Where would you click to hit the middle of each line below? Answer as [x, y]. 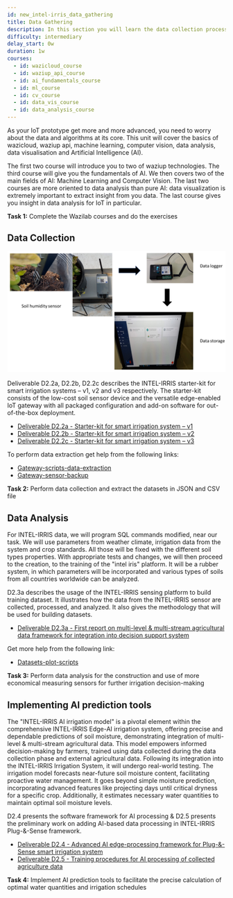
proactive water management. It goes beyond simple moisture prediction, [112, 780]
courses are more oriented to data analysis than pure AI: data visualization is [116, 188]
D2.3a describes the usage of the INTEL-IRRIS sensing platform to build [109, 593]
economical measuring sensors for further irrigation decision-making [106, 683]
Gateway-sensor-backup [53, 475]
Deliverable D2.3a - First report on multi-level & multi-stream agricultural [121, 628]
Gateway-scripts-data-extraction [64, 468]
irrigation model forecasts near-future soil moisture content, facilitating [109, 773]
